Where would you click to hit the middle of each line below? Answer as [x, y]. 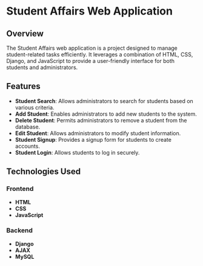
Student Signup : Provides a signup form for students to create [93, 139]
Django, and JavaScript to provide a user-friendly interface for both [90, 61]
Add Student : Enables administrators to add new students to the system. [106, 114]
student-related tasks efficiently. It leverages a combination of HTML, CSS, [100, 55]
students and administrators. [42, 67]
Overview [25, 34]
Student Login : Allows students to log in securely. [77, 152]
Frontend [20, 189]
